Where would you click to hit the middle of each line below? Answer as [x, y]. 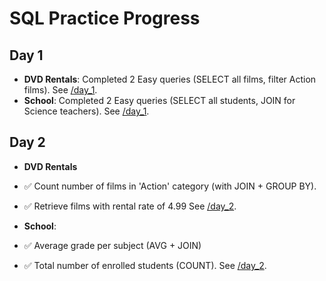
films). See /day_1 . [60, 90]
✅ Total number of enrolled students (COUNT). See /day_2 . [145, 265]
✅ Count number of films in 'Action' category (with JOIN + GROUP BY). [170, 186]
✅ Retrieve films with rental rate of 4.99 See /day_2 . [130, 206]
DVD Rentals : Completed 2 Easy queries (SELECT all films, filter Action [170, 79]
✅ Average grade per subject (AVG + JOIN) [112, 245]
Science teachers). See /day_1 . [86, 111]
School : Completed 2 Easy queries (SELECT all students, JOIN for [159, 100]
